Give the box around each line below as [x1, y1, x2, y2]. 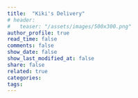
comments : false [7, 42, 54, 49]
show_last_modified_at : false [7, 55, 95, 62]
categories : [7, 74, 42, 81]
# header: [7, 17, 36, 23]
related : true [7, 68, 49, 75]
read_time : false [7, 36, 58, 43]
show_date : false [7, 49, 58, 56]
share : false [7, 61, 45, 68]
